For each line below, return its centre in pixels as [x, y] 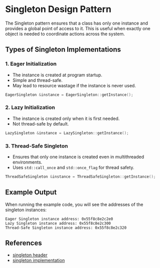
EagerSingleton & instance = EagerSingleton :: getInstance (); [69, 95]
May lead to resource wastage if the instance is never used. [74, 85]
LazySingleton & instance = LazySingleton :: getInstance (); [67, 133]
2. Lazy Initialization [30, 107]
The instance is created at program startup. [57, 75]
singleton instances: [26, 210]
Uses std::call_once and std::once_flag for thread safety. [73, 167]
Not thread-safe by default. [41, 123]
